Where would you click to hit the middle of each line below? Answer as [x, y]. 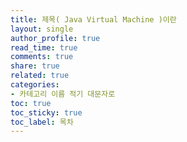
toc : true [31, 103]
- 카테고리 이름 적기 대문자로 [63, 94]
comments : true [42, 57]
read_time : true [44, 47]
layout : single [42, 29]
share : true [35, 66]
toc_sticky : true [46, 112]
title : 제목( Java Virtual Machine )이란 [93, 19]
